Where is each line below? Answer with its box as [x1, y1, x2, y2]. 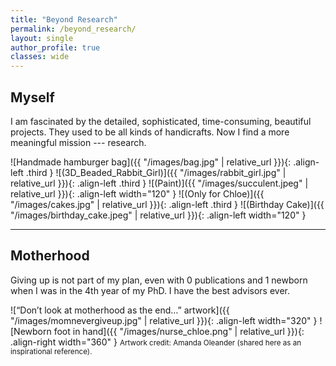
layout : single [10, 33, 74, 43]
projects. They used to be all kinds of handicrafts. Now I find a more [10, 126, 290, 138]
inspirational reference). [10, 346, 93, 356]
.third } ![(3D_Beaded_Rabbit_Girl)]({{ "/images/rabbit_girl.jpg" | [25, 166, 287, 178]
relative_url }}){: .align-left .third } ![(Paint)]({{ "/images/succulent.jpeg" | [10, 177, 309, 189]
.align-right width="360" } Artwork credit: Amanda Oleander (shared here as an [10, 336, 302, 348]
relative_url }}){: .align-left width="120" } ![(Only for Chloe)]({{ [10, 187, 265, 200]
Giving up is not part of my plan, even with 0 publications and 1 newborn [10, 274, 308, 286]
